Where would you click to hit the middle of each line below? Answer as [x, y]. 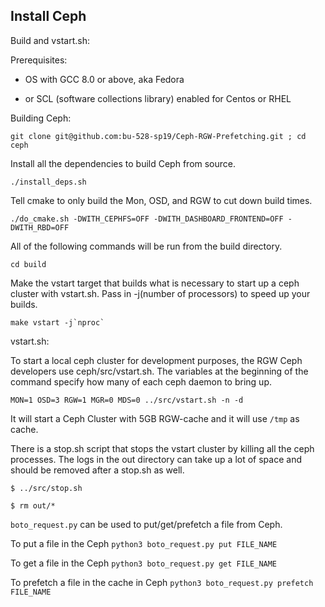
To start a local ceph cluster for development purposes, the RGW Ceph [156, 360]
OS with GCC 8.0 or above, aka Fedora [104, 79]
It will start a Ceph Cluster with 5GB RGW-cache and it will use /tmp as [155, 418]
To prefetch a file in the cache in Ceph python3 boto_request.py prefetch [162, 582]
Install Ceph [48, 16]
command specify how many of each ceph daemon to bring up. [141, 381]
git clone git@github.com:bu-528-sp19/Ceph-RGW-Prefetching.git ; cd [158, 136]
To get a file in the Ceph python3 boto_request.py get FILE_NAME [144, 563]
